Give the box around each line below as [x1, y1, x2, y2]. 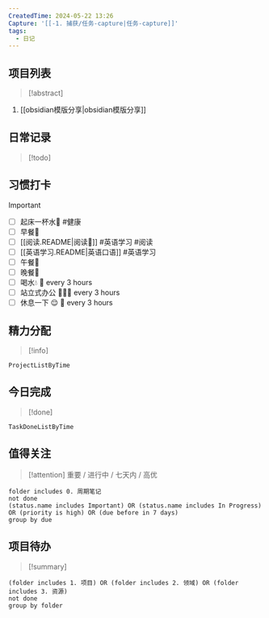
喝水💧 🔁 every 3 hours [19, 278, 93, 288]
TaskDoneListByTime [8, 423, 74, 431]
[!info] [27, 346, 48, 355]
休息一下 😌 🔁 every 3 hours [19, 298, 113, 308]
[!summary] [27, 561, 67, 571]
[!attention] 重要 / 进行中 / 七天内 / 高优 [27, 469, 158, 479]
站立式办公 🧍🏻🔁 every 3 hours [19, 288, 120, 297]
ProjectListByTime [8, 361, 70, 370]
